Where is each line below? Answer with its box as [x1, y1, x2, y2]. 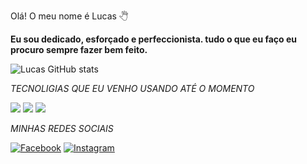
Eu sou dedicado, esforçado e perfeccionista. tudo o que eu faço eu [10, 33, 298, 45]
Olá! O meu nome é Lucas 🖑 [10, 10, 129, 22]
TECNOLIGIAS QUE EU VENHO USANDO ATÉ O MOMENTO [10, 83, 255, 94]
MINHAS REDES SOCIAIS [10, 123, 114, 134]
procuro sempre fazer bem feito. [10, 44, 148, 55]
